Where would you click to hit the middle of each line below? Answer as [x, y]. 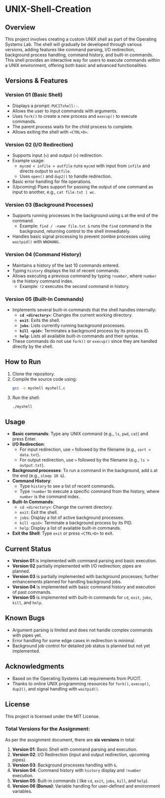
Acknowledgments [35, 667]
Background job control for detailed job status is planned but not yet [81, 646]
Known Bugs [25, 618]
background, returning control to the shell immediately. [75, 231]
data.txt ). [30, 455]
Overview [20, 27]
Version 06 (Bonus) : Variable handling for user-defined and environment [86, 786]
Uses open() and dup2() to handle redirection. [66, 176]
